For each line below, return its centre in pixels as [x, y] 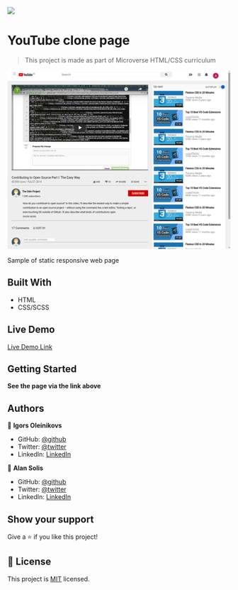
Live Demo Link [30, 346]
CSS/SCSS [33, 307]
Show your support [51, 519]
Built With [29, 283]
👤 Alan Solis [25, 468]
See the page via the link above [54, 386]
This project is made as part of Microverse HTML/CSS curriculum [120, 60]
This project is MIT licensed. [49, 579]
